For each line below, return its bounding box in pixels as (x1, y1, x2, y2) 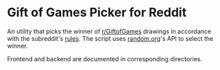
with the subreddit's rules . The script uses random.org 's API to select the (7, 34, 214, 42)
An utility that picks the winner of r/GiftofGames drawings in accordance (7, 27, 211, 35)
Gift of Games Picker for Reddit (7, 5, 187, 20)
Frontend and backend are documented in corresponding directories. (7, 54, 202, 63)
